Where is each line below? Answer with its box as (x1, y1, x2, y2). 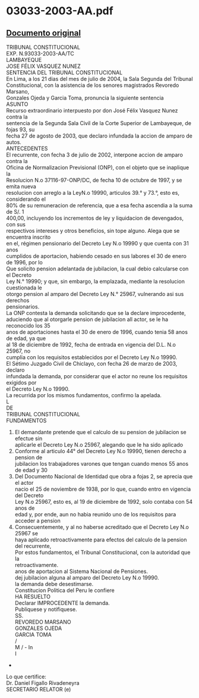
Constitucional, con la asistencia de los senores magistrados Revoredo (6, 82, 179, 89)
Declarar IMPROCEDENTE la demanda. (14, 600, 110, 606)
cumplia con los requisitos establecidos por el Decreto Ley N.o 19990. (6, 354, 178, 361)
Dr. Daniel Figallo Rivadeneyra (6, 680, 80, 686)
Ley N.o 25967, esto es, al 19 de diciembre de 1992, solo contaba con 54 (14, 498, 193, 505)
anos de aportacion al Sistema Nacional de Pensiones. (14, 568, 149, 575)
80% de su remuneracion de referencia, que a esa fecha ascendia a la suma (6, 202, 193, 209)
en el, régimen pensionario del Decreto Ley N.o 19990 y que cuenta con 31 (6, 240, 189, 247)
